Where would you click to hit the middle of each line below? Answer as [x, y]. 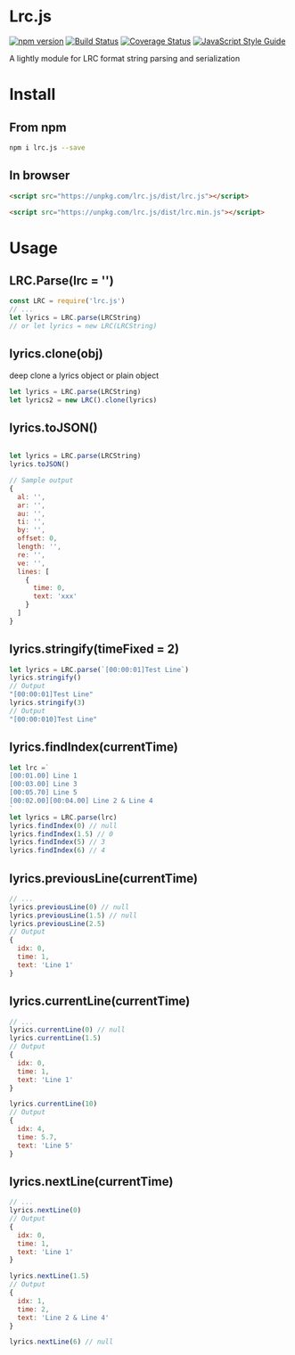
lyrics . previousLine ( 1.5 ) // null [74, 916]
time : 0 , [49, 588]
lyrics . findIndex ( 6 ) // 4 [57, 850]
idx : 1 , [32, 1301]
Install [33, 94]
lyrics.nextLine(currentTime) [91, 1182]
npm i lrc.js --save [48, 148]
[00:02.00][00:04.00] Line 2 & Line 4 [81, 801]
